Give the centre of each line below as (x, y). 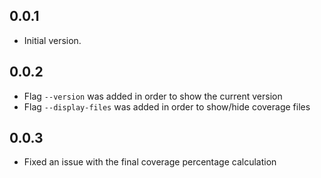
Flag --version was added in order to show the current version (153, 96)
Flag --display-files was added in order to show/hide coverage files (167, 106)
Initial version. (52, 40)
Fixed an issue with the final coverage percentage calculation (150, 162)
